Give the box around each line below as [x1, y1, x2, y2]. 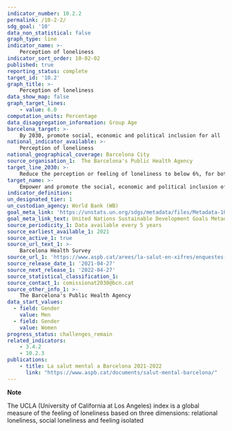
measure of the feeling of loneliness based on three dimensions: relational [7, 408, 218, 417]
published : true [7, 61, 54, 68]
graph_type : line [7, 36, 57, 43]
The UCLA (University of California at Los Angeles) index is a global [7, 401, 200, 410]
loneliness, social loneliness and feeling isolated [7, 416, 144, 424]
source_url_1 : [7, 254, 48, 261]
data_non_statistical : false [7, 29, 91, 37]
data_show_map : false [7, 94, 70, 101]
